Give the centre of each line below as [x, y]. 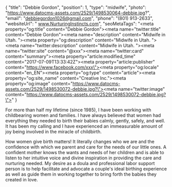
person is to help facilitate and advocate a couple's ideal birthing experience [86, 169]
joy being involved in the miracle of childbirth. [53, 132]
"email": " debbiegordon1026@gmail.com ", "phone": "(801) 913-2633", [79, 18]
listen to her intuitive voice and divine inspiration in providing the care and [83, 158]
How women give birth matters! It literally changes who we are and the [80, 141]
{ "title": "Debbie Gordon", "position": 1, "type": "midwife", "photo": [76, 7]
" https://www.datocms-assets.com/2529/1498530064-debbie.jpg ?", [78, 13]
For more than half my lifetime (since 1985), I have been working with [78, 110]
